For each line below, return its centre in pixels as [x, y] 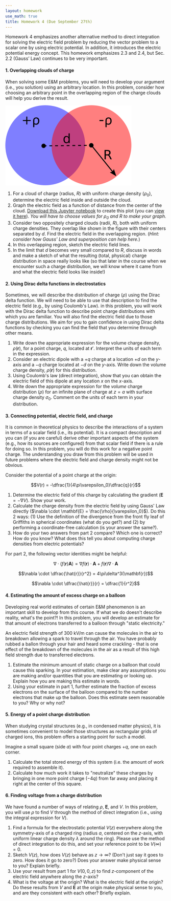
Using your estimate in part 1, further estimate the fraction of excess [84, 687]
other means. [19, 333]
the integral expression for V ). [36, 818]
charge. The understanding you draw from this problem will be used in [79, 454]
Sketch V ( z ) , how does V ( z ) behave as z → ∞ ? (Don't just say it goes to [88, 854]
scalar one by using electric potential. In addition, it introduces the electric [83, 48]
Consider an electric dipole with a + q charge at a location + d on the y [86, 359]
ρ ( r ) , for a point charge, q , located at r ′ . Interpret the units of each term [87, 349]
